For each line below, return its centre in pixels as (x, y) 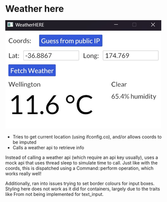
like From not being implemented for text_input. (54, 194)
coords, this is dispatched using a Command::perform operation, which (79, 168)
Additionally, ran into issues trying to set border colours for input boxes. (80, 183)
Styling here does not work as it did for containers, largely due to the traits (83, 189)
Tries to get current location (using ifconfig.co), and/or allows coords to (87, 137)
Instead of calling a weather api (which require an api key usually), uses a (82, 157)
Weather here (35, 9)
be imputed (25, 142)
